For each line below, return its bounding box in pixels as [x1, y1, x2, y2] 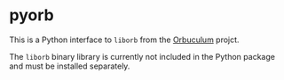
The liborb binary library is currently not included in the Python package [9, 51, 275, 62]
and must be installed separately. [9, 61, 130, 71]
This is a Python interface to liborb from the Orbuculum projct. [9, 34, 240, 45]
